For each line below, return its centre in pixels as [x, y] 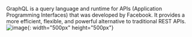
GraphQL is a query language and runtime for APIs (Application [84, 9]
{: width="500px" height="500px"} [70, 27]
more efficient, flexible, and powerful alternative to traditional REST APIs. [96, 21]
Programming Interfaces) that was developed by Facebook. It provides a [95, 15]
